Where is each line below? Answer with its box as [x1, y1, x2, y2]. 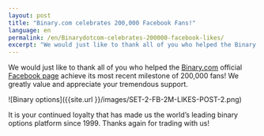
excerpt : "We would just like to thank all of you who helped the [8, 41, 232, 49]
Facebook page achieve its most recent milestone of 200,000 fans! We [8, 71, 239, 81]
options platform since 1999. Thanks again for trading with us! [8, 119, 209, 128]
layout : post [8, 11, 51, 20]
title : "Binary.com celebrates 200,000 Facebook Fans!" [8, 19, 196, 27]
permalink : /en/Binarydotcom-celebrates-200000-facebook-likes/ [8, 33, 224, 42]
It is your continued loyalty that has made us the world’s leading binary [8, 110, 239, 119]
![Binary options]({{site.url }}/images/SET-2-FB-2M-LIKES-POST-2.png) [8, 95, 243, 104]
